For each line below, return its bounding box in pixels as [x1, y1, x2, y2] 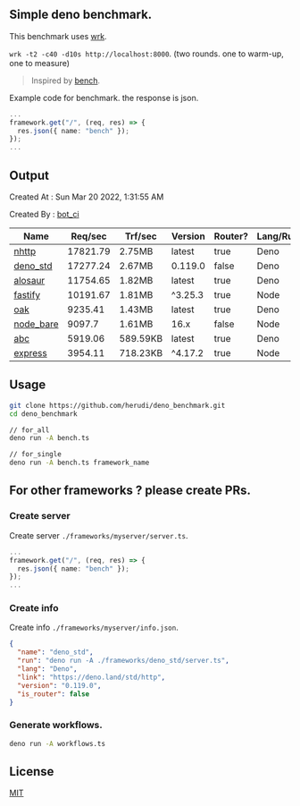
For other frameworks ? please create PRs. [9, 483, 252, 498]
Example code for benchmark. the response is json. [9, 92, 199, 103]
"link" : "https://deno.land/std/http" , [17, 673, 166, 682]
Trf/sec [124, 230, 158, 242]
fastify [13, 289, 41, 301]
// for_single [9, 450, 62, 459]
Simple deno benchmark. [9, 7, 153, 22]
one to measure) [9, 57, 70, 68]
